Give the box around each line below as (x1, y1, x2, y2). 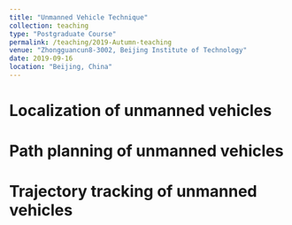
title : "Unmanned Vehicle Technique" (9, 12, 149, 22)
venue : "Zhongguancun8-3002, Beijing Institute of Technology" (9, 46, 248, 55)
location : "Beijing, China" (9, 63, 113, 72)
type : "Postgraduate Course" (9, 29, 117, 38)
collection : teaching (9, 21, 89, 30)
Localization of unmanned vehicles (9, 101, 273, 120)
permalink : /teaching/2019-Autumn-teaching (9, 37, 173, 47)
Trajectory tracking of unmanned (9, 182, 257, 202)
